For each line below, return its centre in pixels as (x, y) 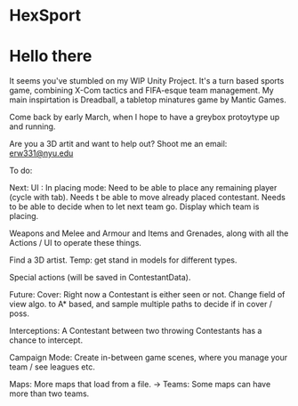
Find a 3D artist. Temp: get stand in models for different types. (123, 260)
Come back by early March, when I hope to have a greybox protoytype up (145, 118)
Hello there (51, 57)
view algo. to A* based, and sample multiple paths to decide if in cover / (141, 304)
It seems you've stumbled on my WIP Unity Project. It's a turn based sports (147, 81)
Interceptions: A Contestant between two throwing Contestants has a (136, 331)
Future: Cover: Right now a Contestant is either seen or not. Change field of (147, 295)
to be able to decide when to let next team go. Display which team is (134, 207)
